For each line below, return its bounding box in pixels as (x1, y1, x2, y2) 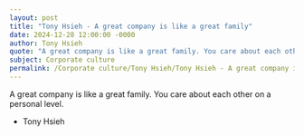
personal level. (9, 98, 64, 109)
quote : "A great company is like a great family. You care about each (9, 47, 281, 56)
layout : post (9, 13, 59, 23)
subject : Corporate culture (9, 55, 116, 64)
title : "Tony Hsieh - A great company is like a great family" (9, 22, 253, 31)
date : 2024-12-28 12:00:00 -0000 (9, 30, 136, 39)
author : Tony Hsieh (9, 38, 83, 48)
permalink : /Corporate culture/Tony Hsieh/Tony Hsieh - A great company (9, 64, 290, 73)
